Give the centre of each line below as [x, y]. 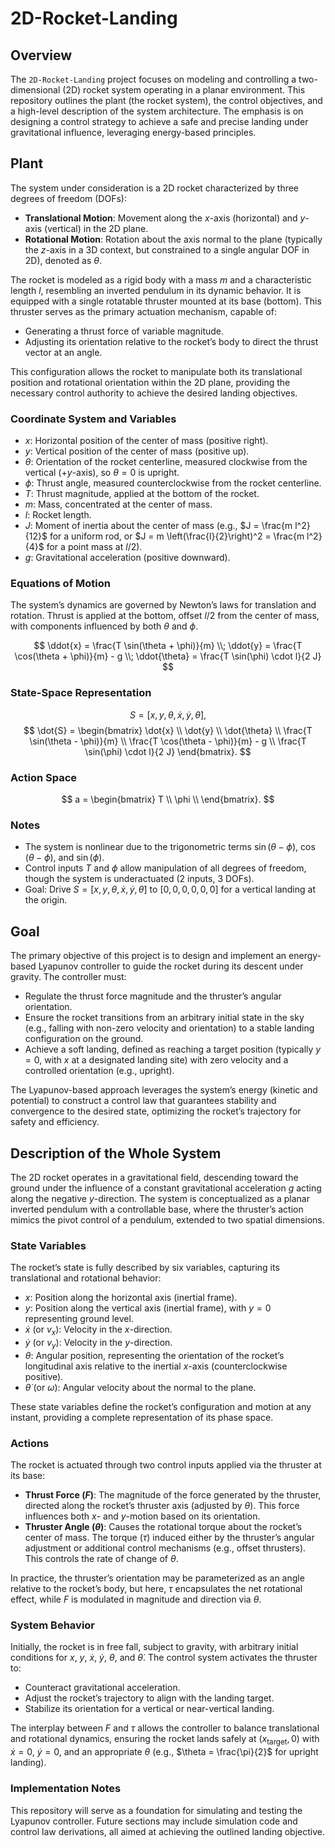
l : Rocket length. [58, 515]
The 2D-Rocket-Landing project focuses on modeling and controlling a [153, 79]
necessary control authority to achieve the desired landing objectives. [154, 393]
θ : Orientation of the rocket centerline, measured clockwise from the [166, 462]
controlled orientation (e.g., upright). [99, 1071]
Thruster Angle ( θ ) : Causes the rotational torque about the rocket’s [163, 1527]
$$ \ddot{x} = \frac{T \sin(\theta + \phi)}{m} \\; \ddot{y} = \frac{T [168, 646]
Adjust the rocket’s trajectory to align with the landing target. [149, 1698]
